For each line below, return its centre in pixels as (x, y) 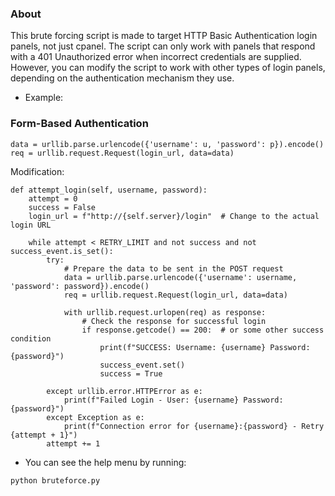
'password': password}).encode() (80, 286)
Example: (44, 98)
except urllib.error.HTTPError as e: (124, 391)
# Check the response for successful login (174, 321)
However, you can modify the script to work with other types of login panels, (168, 68)
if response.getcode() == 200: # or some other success (203, 330)
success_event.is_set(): (62, 251)
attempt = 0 (53, 198)
